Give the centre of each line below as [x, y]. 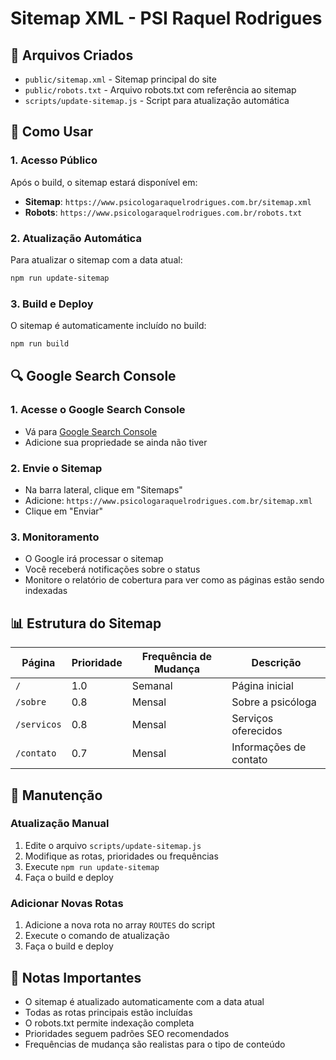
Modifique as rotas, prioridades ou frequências [121, 856]
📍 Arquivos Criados [72, 55]
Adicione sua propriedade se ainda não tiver [116, 442]
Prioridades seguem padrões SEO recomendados [127, 1033]
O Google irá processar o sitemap [94, 559]
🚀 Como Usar [52, 132]
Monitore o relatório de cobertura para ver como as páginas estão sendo [174, 580]
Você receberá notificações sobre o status [112, 569]
